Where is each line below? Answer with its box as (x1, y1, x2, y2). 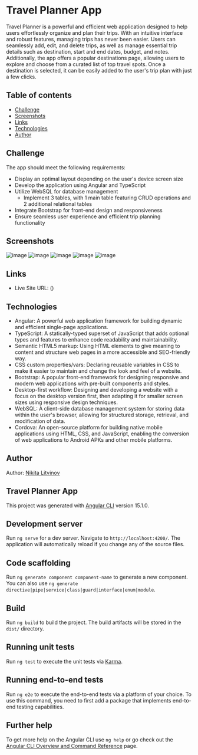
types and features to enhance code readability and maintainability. (14, 336, 179, 343)
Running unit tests (6, 642, 75, 652)
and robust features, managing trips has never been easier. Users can (6, 35, 176, 42)
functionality (14, 219, 45, 226)
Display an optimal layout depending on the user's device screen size (14, 175, 184, 182)
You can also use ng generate (6, 580, 78, 587)
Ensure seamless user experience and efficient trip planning (14, 213, 161, 220)
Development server (6, 519, 83, 529)
